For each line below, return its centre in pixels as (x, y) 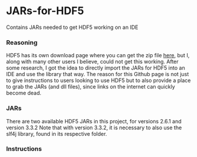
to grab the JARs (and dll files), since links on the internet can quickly (91, 87)
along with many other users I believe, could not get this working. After (92, 62)
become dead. (24, 93)
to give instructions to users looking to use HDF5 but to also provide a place (98, 80)
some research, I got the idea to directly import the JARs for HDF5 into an (96, 68)
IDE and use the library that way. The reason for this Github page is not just (98, 74)
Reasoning (22, 42)
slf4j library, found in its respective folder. (57, 133)
